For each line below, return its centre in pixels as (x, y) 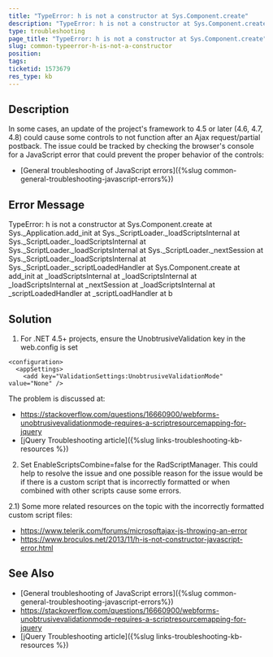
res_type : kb (30, 76)
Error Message (47, 204)
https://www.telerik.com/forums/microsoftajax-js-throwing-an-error (134, 531)
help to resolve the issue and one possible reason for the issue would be (141, 473)
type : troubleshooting (47, 31)
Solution (30, 319)
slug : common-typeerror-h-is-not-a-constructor (91, 46)
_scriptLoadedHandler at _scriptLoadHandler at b (91, 294)
